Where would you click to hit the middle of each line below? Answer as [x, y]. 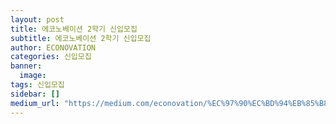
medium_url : [35, 103]
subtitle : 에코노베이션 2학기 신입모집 [81, 38]
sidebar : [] [35, 94]
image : [33, 76]
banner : [26, 66]
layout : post [37, 19]
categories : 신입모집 [51, 57]
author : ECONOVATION [53, 47]
